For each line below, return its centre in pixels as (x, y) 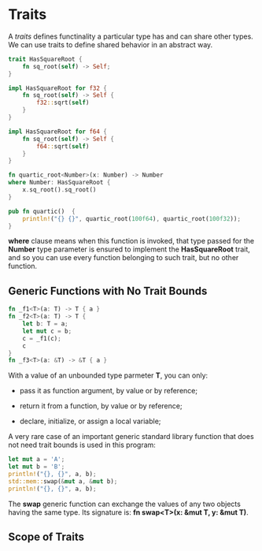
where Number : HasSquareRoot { (59, 183)
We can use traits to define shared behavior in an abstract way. (111, 44)
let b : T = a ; (45, 324)
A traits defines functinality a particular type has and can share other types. (131, 36)
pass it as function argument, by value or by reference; (109, 391)
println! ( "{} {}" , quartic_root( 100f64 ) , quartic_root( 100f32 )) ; (132, 218)
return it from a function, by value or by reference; (101, 406)
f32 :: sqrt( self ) (63, 103)
